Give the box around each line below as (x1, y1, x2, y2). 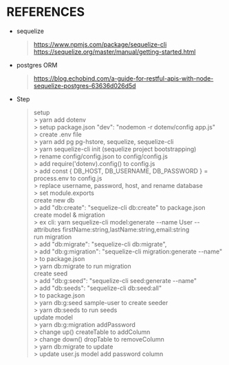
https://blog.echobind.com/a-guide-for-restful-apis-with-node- (33, 74, 214, 83)
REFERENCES (6, 4, 85, 20)
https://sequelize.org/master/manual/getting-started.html (33, 48, 196, 56)
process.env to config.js (33, 174, 102, 182)
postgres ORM (16, 61, 58, 69)
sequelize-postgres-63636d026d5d (33, 81, 136, 90)
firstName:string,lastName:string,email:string (62, 225, 190, 233)
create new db (33, 196, 75, 204)
